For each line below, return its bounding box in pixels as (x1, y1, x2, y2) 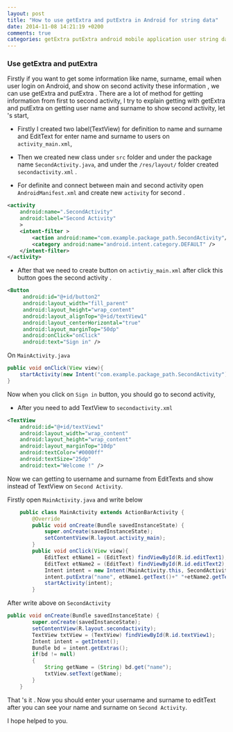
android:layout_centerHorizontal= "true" (22, 319, 141, 326)
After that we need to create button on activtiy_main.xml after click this (17, 266, 223, 275)
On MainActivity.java (7, 351, 71, 359)
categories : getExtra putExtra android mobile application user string (7, 36, 218, 43)
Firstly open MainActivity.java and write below (7, 495, 144, 504)
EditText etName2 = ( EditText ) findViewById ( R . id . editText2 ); (44, 560, 228, 568)
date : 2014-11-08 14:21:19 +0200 (7, 23, 104, 30)
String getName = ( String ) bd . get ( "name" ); (44, 664, 172, 671)
